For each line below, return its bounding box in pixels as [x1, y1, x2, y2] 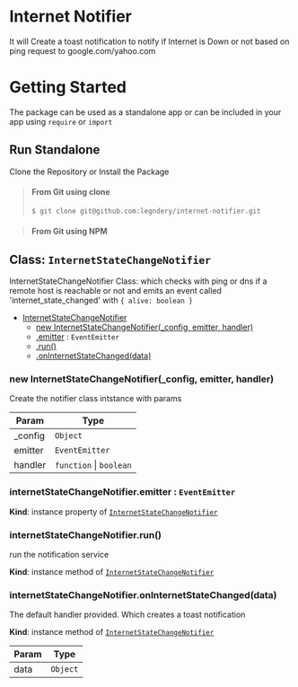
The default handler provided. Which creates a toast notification [9, 609, 246, 621]
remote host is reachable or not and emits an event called [9, 286, 223, 296]
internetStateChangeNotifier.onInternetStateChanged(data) [9, 588, 277, 601]
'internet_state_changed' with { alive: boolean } [9, 295, 193, 306]
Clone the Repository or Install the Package [9, 166, 170, 177]
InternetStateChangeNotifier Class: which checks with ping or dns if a [9, 276, 267, 286]
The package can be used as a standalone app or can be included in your [9, 106, 282, 118]
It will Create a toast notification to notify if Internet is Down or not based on [9, 36, 290, 47]
